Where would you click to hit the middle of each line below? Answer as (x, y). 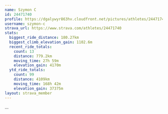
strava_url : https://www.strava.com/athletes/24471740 (63, 28)
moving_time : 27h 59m (36, 61)
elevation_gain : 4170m (37, 65)
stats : (12, 33)
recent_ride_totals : (31, 47)
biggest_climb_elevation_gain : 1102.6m (51, 42)
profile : (14, 19)
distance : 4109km (32, 79)
